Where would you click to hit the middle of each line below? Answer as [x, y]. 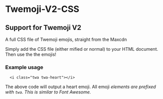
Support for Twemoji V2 [43, 28]
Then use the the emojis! [31, 54]
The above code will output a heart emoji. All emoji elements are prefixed [81, 87]
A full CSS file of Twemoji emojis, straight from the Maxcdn [66, 39]
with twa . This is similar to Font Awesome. [48, 92]
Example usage [24, 67]
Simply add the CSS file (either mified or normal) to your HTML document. [82, 49]
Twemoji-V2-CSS [42, 9]
